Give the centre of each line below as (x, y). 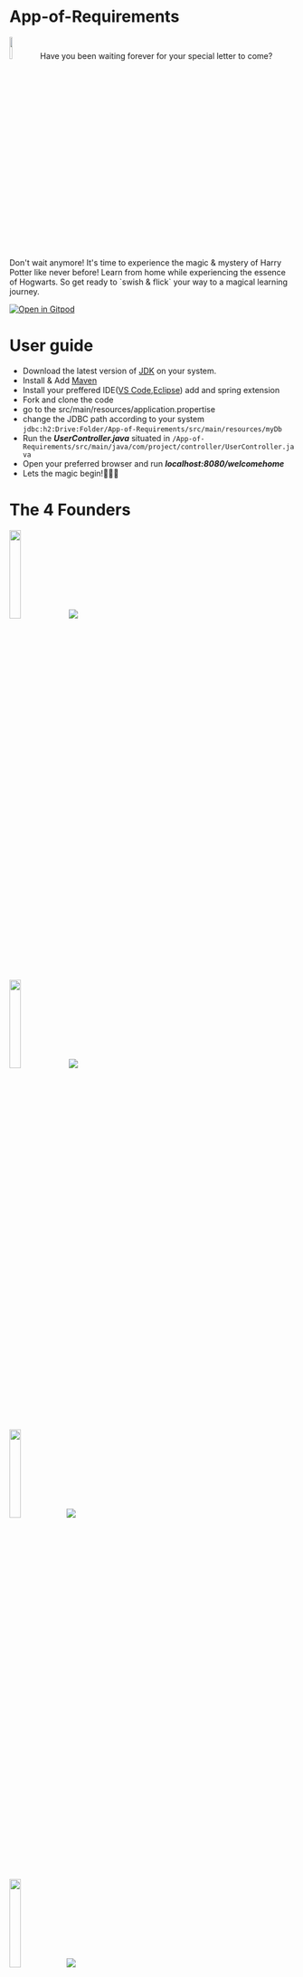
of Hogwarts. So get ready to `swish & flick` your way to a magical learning (148, 282)
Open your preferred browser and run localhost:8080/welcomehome (153, 463)
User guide (51, 346)
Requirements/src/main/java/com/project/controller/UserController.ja (158, 447)
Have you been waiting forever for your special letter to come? (156, 55)
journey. (24, 291)
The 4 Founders (70, 510)
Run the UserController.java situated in (96, 438)
